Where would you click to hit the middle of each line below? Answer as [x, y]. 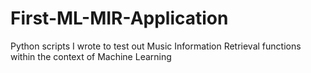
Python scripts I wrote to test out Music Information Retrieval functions [156, 46]
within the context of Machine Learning [91, 56]
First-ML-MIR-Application [119, 18]
